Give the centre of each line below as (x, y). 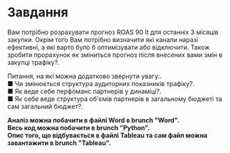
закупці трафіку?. (34, 62)
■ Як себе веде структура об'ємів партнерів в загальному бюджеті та (115, 99)
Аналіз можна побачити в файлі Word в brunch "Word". (94, 120)
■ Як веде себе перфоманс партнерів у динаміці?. (84, 91)
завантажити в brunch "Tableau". (59, 142)
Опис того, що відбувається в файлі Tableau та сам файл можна (108, 135)
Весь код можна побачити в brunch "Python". (79, 127)
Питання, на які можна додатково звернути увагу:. (85, 76)
